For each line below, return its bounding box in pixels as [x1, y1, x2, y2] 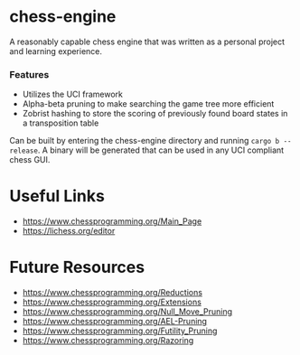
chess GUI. [9, 154, 51, 165]
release [9, 146, 39, 155]
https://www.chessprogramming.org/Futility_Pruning [22, 325, 218, 336]
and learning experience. [9, 45, 102, 56]
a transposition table [22, 117, 99, 128]
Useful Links [9, 186, 106, 207]
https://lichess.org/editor [22, 226, 116, 237]
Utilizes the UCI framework [22, 89, 124, 100]
